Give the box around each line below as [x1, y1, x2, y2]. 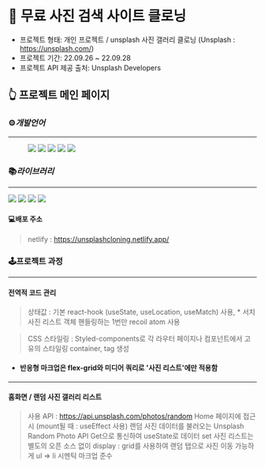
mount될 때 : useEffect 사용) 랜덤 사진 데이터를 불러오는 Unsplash [38, 421, 244, 431]
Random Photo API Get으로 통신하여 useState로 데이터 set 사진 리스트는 [27, 432, 254, 441]
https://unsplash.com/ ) [19, 43, 95, 53]
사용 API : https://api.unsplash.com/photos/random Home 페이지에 [27, 412, 242, 421]
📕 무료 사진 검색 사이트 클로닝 [8, 7, 187, 25]
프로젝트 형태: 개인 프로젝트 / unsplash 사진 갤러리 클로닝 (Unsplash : [19, 35, 235, 44]
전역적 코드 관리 [8, 288, 57, 297]
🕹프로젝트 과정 [8, 256, 63, 267]
